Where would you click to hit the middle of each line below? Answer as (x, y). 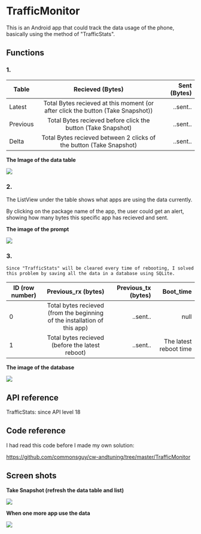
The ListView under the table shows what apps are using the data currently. (99, 200)
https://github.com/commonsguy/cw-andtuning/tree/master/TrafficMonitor (98, 457)
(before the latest (75, 345)
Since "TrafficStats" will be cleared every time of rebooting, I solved (100, 268)
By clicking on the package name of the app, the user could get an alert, (95, 211)
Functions (25, 53)
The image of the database (40, 367)
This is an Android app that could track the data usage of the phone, (90, 28)
